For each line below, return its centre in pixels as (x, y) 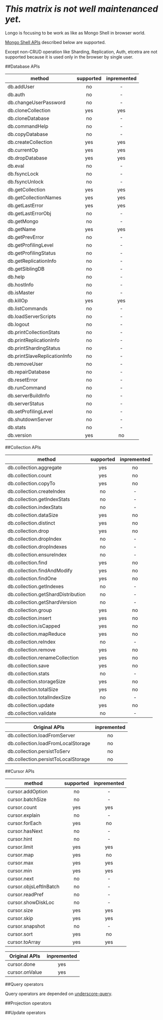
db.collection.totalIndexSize (39, 697)
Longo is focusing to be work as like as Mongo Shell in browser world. (75, 33)
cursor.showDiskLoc (31, 902)
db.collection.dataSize (33, 515)
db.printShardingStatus (34, 348)
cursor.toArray (24, 942)
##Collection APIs (23, 447)
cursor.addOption (27, 791)
